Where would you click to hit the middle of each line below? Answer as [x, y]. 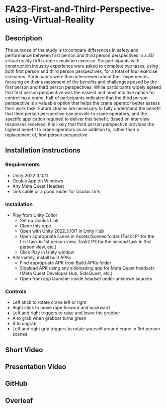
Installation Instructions [43, 150]
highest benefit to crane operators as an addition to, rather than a [72, 130]
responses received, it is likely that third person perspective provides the [80, 124]
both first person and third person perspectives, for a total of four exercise [81, 71]
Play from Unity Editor [35, 215]
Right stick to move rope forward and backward [61, 308]
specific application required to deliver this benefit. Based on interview [78, 119]
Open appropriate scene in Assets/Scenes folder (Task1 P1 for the [87, 236]
